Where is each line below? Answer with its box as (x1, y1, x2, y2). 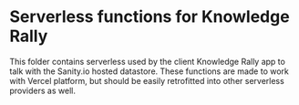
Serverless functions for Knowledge (9, 6, 290, 27)
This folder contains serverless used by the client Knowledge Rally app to (9, 56, 285, 67)
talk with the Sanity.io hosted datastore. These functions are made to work (9, 66, 290, 77)
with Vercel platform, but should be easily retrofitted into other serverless (9, 75, 284, 86)
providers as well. (9, 85, 76, 96)
